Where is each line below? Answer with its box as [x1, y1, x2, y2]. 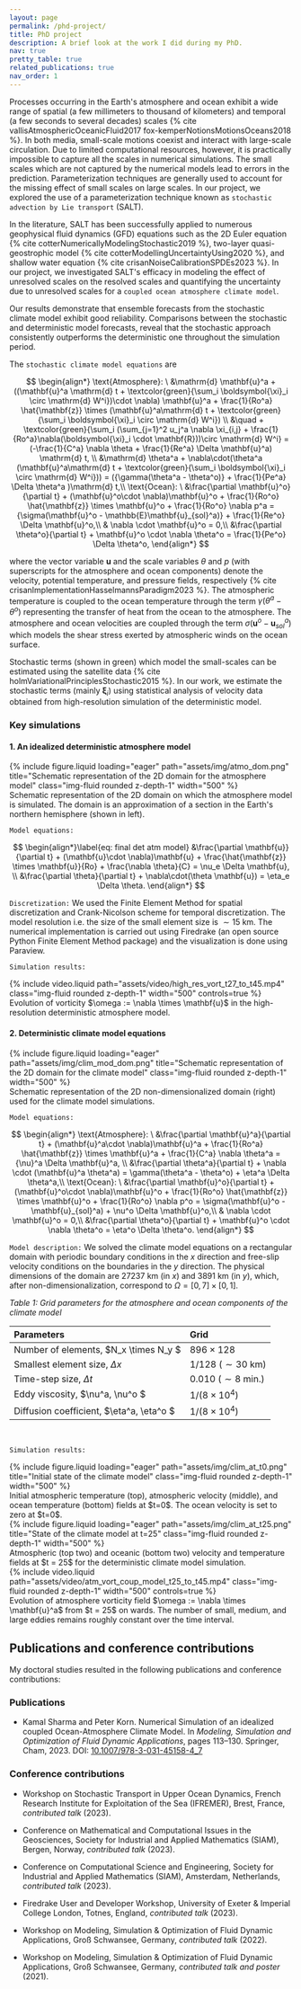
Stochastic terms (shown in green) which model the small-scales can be [9, 656, 277, 667]
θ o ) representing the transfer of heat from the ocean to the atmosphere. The [9, 605, 292, 617]
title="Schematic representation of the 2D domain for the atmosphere [9, 770, 267, 782]
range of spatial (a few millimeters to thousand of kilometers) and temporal [9, 105, 286, 117]
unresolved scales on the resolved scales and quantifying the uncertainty [9, 276, 281, 287]
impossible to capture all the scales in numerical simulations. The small [9, 154, 272, 164]
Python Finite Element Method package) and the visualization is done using [9, 936, 288, 946]
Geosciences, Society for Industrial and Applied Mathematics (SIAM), [22, 1834, 279, 1845]
